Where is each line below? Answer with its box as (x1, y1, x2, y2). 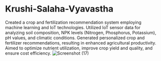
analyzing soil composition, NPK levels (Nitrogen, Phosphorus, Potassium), (5, 30, 157, 35)
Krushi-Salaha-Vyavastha (5, 3, 114, 15)
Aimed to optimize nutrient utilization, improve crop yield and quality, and (5, 45, 153, 51)
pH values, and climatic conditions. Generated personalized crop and (5, 35, 145, 41)
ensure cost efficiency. (5, 50, 52, 56)
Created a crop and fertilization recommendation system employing (5, 19, 141, 25)
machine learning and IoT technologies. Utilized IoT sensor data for (5, 24, 141, 30)
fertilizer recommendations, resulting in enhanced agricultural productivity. (5, 40, 157, 46)
